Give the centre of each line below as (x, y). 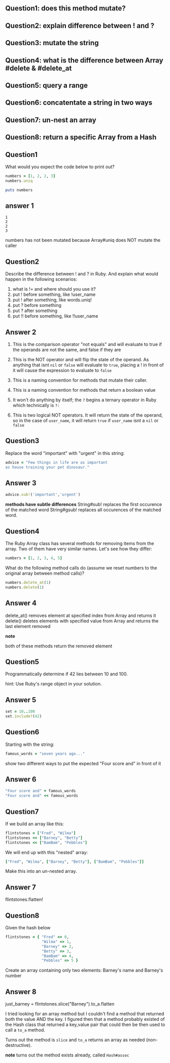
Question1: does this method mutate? (65, 8)
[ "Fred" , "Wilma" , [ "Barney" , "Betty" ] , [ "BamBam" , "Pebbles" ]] (75, 862)
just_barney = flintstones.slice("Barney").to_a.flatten (60, 1004)
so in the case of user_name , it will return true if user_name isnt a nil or (86, 420)
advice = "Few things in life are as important (57, 462)
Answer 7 (21, 887)
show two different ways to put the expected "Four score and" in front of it (83, 763)
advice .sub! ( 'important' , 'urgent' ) (43, 495)
